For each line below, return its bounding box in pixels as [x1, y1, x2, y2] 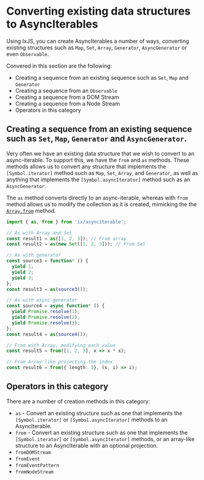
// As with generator [6, 252, 62, 259]
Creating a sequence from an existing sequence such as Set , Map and [15, 74, 189, 81]
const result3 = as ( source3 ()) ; [6, 286, 88, 292]
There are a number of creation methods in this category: [6, 398, 150, 405]
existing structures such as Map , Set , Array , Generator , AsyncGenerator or [6, 44, 187, 51]
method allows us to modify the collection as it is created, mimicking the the [6, 200, 197, 208]
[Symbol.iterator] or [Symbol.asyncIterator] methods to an [15, 416, 167, 423]
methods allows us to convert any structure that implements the [6, 163, 166, 170]
